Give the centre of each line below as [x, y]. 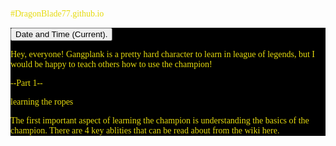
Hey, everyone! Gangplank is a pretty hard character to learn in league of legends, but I [162, 54]
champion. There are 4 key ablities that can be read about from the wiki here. [145, 130]
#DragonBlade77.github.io [57, 14]
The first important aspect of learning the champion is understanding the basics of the [160, 120]
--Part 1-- [26, 83]
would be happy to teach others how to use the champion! [111, 64]
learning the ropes [42, 102]
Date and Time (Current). [61, 34]
